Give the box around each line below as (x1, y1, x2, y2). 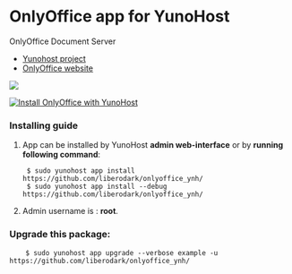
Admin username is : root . (21, 206, 119, 217)
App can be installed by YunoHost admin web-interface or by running (21, 140, 284, 150)
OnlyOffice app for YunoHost (9, 6, 230, 27)
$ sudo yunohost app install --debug (26, 182, 167, 192)
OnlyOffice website (21, 63, 94, 73)
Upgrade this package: (9, 228, 111, 241)
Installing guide (9, 119, 79, 132)
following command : (21, 150, 101, 160)
